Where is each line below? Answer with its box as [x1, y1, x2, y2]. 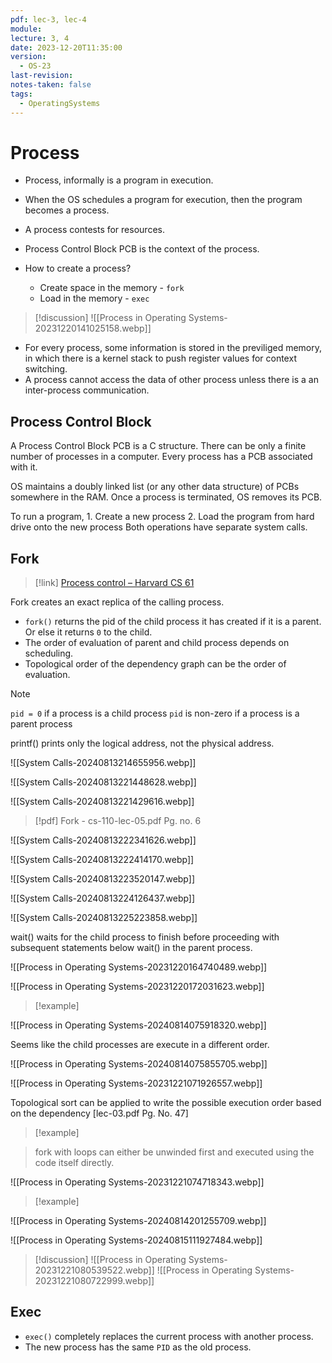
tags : [10, 89, 33, 99]
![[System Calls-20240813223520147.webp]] [10, 873, 195, 885]
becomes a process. [24, 204, 110, 216]
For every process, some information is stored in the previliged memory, [24, 342, 322, 354]
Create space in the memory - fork [39, 282, 185, 294]
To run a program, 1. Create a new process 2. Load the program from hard [10, 511, 315, 523]
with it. [10, 461, 38, 473]
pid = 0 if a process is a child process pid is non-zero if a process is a [10, 707, 300, 720]
